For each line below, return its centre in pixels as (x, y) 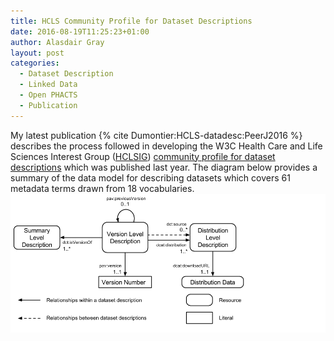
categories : (35, 63)
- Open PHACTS (48, 95)
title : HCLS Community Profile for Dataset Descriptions (131, 21)
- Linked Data (48, 85)
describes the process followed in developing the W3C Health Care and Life (166, 146)
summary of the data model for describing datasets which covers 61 (150, 177)
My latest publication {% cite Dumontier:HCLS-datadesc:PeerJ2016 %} (156, 135)
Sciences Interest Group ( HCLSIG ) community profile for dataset (143, 156)
